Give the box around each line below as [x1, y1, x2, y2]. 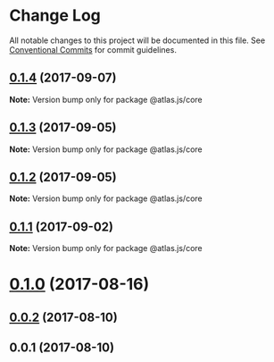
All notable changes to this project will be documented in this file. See [9, 35, 266, 46]
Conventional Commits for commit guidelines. [9, 44, 177, 55]
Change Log [9, 5, 101, 26]
